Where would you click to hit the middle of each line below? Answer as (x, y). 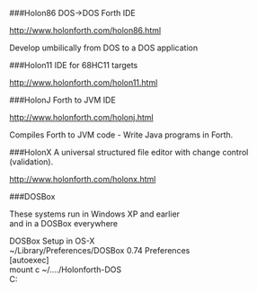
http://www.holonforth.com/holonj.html (82, 117)
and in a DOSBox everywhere (64, 223)
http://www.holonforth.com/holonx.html (83, 179)
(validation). (31, 162)
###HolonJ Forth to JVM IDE (63, 100)
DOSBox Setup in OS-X (52, 241)
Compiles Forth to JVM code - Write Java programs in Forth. (121, 135)
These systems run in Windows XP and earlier (95, 214)
